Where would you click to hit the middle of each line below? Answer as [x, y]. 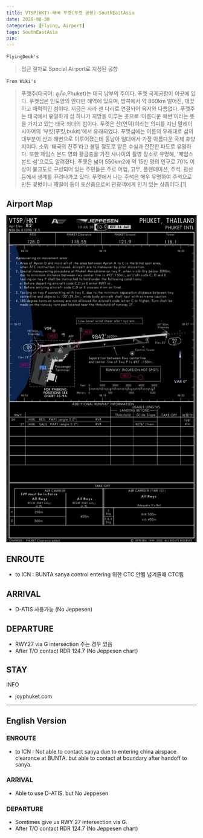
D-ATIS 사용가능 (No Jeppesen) [53, 610]
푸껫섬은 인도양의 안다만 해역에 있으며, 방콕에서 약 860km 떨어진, [106, 101]
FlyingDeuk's [23, 57]
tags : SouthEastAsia [32, 32]
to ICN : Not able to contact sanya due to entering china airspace [96, 751]
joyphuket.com [34, 696]
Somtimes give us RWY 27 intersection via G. [71, 822]
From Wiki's [21, 82]
